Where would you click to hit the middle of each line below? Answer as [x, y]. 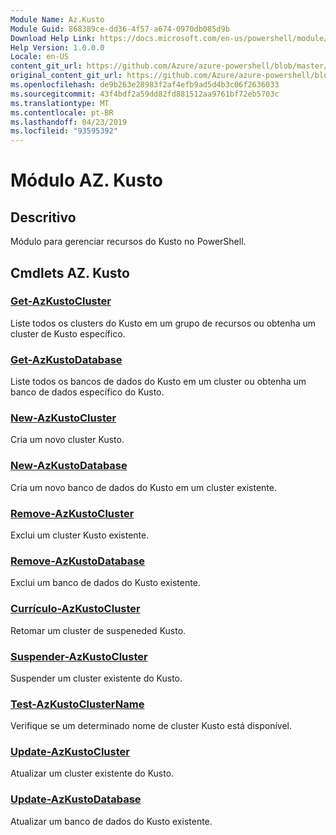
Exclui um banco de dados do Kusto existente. [105, 583]
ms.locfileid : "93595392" [64, 131]
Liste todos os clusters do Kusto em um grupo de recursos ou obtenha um [163, 323]
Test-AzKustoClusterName [77, 704]
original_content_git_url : [66, 76]
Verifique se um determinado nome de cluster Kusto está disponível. [151, 726]
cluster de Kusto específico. [68, 333]
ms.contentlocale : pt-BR [62, 112]
